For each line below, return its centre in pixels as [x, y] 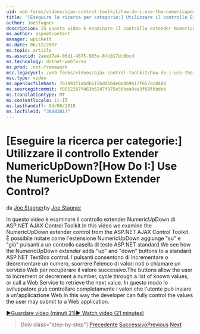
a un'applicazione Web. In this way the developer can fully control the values [100, 295]
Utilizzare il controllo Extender [82, 153]
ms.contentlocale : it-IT [37, 100]
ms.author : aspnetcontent [38, 34]
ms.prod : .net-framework [37, 67]
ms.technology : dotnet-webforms [46, 61]
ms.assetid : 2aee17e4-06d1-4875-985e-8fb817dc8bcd [70, 56]
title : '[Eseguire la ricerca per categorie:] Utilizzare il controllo [97, 17]
